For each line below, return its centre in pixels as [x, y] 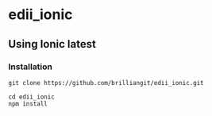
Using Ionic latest [52, 44]
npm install [28, 104]
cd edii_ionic [32, 97]
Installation [31, 67]
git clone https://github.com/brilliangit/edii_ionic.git [106, 83]
